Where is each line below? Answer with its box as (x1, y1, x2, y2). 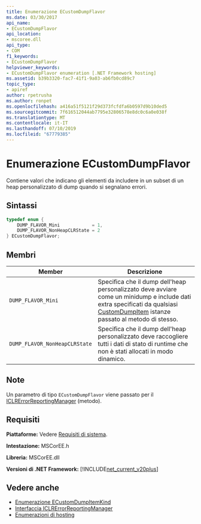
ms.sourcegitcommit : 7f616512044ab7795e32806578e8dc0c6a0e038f (6, 109, 167, 115)
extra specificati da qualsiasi (98, 300, 178, 308)
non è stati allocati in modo (98, 347, 173, 355)
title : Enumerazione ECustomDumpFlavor (6, 8, 106, 15)
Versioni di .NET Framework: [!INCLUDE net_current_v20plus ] (6, 465, 159, 472)
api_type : (6, 43, 31, 49)
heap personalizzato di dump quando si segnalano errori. (6, 183, 147, 190)
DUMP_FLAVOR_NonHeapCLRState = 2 (17, 228, 100, 234)
